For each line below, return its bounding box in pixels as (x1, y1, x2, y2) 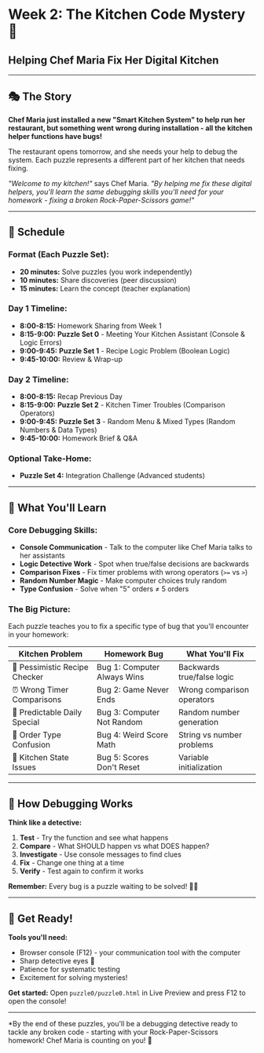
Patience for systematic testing (19, 964, 120, 974)
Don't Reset (97, 762, 140, 773)
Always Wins (97, 671, 145, 682)
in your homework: (8, 630, 69, 639)
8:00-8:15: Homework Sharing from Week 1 (19, 320, 163, 331)
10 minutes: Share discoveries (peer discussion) (19, 275, 177, 284)
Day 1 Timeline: (8, 303, 68, 314)
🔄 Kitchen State (12, 752, 69, 763)
